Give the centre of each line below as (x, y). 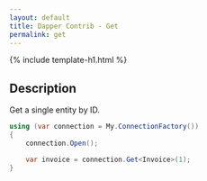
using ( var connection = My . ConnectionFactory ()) (104, 127)
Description (43, 88)
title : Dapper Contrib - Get (64, 26)
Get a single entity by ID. (55, 110)
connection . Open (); (62, 143)
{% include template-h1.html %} (68, 60)
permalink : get (38, 34)
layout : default (40, 18)
